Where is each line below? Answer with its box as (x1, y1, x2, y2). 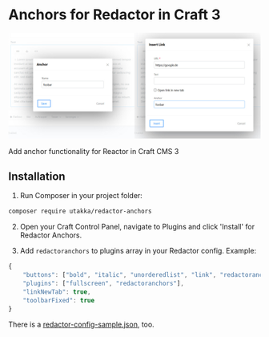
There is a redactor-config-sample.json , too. (8, 319, 155, 329)
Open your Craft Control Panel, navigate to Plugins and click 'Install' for (19, 222, 255, 232)
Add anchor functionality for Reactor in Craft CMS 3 (8, 146, 179, 156)
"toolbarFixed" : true (22, 296, 94, 304)
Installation (8, 169, 66, 183)
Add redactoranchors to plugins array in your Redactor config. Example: (19, 246, 257, 256)
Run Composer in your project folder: (19, 191, 143, 201)
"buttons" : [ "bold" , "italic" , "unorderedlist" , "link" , (22, 271, 217, 279)
